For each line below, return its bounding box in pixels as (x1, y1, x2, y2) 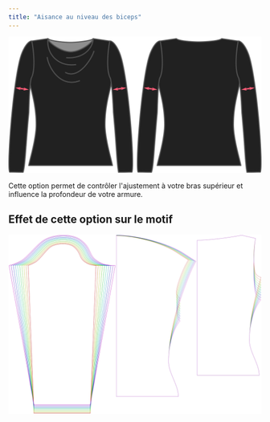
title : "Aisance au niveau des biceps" (8, 13, 142, 21)
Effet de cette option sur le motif (8, 213, 174, 227)
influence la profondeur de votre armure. (8, 189, 143, 199)
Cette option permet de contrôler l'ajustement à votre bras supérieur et (8, 181, 243, 191)
